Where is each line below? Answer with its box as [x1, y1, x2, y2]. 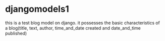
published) [5, 30, 27, 36]
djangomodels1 [5, 3, 69, 15]
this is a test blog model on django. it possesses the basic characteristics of [5, 20, 160, 26]
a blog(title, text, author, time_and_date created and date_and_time [5, 25, 141, 31]
